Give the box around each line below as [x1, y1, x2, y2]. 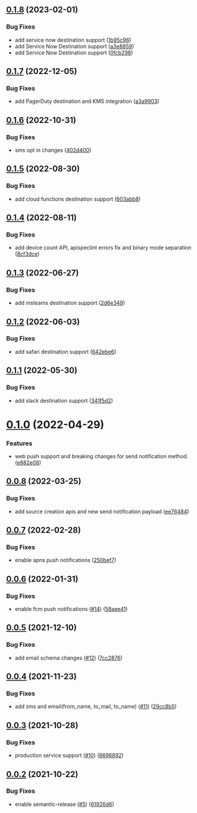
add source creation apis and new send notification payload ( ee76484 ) [14, 508, 189, 515]
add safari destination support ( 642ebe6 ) [14, 348, 117, 355]
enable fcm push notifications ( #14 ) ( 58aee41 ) [14, 606, 128, 613]
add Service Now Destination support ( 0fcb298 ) [14, 49, 133, 56]
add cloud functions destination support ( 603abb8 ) [14, 195, 141, 203]
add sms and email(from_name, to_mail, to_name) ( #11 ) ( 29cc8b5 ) [14, 703, 177, 710]
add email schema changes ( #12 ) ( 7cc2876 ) [14, 654, 123, 661]
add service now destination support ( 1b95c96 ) [14, 36, 132, 44]
